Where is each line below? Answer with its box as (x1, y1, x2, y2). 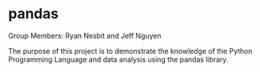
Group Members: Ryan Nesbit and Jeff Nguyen (8, 31, 162, 40)
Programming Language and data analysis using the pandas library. (8, 55, 228, 64)
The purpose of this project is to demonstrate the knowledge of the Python (8, 46, 253, 55)
